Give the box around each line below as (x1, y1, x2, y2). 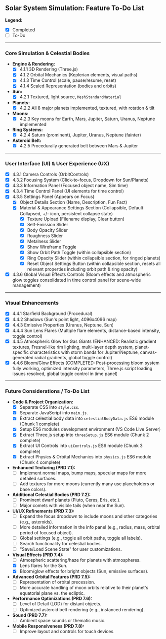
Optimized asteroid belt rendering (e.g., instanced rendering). (19, 606, 145, 612)
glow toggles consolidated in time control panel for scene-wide (12, 277, 141, 283)
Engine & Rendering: (12, 61, 55, 67)
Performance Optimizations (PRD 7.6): (12, 595, 92, 602)
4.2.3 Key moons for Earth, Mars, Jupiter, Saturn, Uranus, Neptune (19, 116, 155, 122)
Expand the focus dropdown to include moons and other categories (19, 513, 158, 519)
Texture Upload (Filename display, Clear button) (27, 216, 124, 222)
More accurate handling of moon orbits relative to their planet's (19, 585, 149, 591)
